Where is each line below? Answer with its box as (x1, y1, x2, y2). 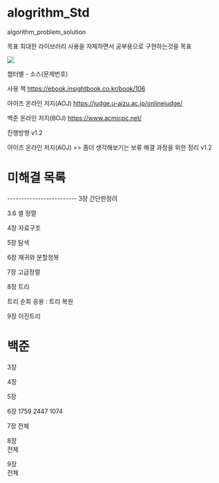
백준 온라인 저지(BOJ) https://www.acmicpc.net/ (7, 113, 142, 122)
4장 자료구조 (7, 224, 41, 232)
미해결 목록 (7, 170, 66, 186)
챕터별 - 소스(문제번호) (7, 69, 68, 78)
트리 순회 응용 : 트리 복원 (7, 297, 74, 305)
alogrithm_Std (7, 5, 90, 21)
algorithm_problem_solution (7, 28, 86, 36)
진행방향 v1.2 (7, 128, 43, 136)
